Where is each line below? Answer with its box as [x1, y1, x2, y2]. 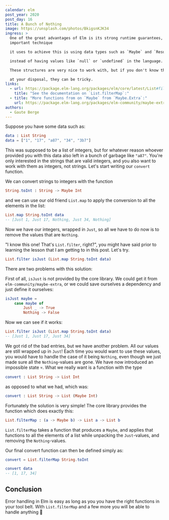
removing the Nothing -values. [5, 438, 67, 444]
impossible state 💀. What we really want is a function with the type [5, 364, 142, 370]
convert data [5, 466, 33, 471]
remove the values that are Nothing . [5, 231, 79, 238]
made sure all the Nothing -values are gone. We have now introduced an [5, 359, 153, 365]
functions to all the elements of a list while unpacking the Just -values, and [5, 432, 159, 438]
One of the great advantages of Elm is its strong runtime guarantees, [10, 36, 163, 41]
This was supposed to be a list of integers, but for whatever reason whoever [5, 147, 163, 153]
